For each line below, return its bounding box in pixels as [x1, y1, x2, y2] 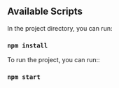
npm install [7, 41, 48, 50]
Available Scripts [7, 6, 83, 17]
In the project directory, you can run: [7, 24, 113, 32]
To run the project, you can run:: [7, 56, 100, 64]
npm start [7, 73, 41, 81]
